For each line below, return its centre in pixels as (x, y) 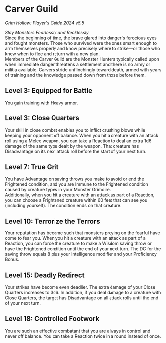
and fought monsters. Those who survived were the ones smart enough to (81, 43)
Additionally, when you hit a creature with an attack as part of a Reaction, (80, 195)
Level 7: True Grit (32, 167)
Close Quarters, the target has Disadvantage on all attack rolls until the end (82, 298)
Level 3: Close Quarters (42, 118)
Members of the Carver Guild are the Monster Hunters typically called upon (82, 59)
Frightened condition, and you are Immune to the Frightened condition (77, 184)
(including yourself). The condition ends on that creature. (64, 206)
